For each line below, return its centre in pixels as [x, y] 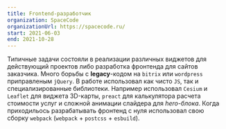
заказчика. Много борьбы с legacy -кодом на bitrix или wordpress [105, 74]
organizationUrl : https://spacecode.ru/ [67, 26]
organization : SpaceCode [43, 20]
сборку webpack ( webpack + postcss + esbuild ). [73, 118]
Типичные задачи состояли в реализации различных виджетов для [107, 59]
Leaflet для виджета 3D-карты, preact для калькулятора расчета [104, 96]
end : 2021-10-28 [31, 40]
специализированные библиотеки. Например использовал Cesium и [107, 89]
